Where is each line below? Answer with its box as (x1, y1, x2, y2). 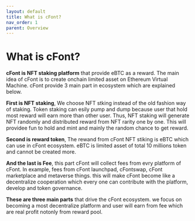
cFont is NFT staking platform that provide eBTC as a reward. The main (6, 70, 180, 77)
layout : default (6, 8, 46, 15)
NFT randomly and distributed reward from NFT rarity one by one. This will (6, 118, 186, 125)
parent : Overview (6, 25, 49, 31)
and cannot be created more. (6, 148, 76, 155)
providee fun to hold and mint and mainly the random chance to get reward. (6, 124, 189, 132)
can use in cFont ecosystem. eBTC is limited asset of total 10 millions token (6, 142, 187, 149)
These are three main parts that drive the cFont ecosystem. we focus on (6, 196, 182, 203)
